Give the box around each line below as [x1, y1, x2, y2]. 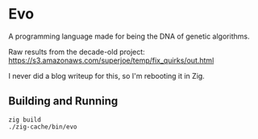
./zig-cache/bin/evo [8, 122, 78, 131]
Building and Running [8, 94, 119, 108]
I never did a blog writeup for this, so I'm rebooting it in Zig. [8, 71, 206, 80]
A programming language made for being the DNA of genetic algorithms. [8, 31, 250, 41]
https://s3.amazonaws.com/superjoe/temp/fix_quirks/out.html [8, 55, 214, 65]
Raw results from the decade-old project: [8, 47, 145, 56]
